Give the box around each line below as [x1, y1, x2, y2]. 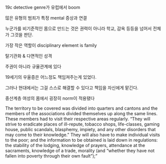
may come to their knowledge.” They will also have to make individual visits [5, 132, 160, 138]
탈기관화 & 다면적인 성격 [5, 53, 52, 59]
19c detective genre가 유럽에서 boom [5, 4, 80, 10]
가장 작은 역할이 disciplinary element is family [5, 42, 97, 48]
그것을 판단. [10, 32, 33, 37]
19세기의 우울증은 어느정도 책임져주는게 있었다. [5, 74, 96, 80]
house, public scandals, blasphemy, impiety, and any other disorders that [5, 127, 156, 132]
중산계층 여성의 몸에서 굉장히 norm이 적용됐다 [5, 95, 95, 101]
